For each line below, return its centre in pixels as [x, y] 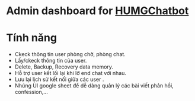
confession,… [31, 92]
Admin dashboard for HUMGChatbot [97, 11]
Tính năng [32, 38]
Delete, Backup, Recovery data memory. [64, 67]
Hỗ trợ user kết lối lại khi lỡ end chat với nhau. [70, 73]
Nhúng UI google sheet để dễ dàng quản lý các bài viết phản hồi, [94, 86]
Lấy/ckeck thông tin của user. [51, 61]
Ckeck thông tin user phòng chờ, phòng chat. [70, 54]
